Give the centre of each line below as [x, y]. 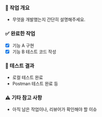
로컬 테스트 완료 [27, 77]
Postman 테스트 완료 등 [35, 84]
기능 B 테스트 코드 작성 [34, 52]
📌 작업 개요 [17, 7]
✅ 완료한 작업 [20, 34]
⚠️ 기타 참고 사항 [24, 98]
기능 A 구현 [23, 45]
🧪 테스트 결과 [20, 65]
